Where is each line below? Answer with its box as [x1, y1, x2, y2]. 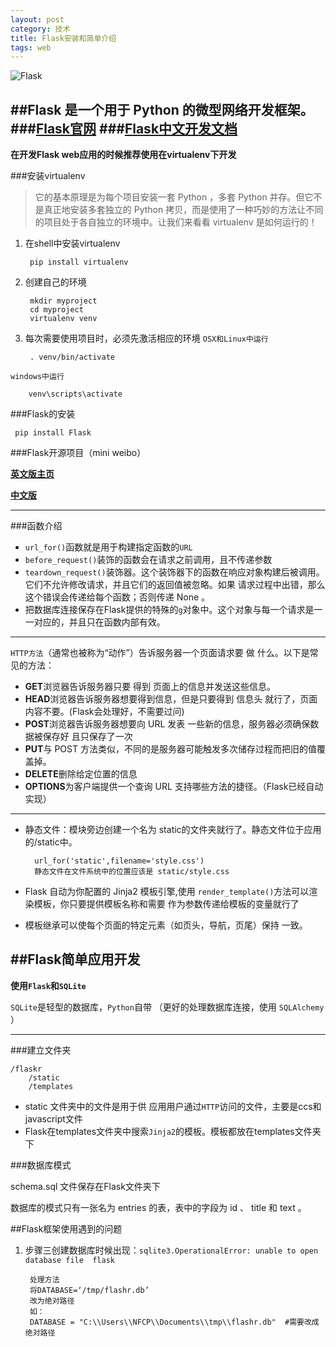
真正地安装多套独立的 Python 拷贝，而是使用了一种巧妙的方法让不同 [43, 204, 324, 216]
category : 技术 [10, 24, 71, 34]
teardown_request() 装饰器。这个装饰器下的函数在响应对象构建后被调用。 [24, 566, 325, 578]
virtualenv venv [29, 314, 98, 324]
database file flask [24, 1255, 115, 1265]
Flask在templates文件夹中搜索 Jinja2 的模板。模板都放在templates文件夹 [24, 1125, 322, 1137]
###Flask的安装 [10, 408, 76, 420]
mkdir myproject [29, 296, 98, 306]
